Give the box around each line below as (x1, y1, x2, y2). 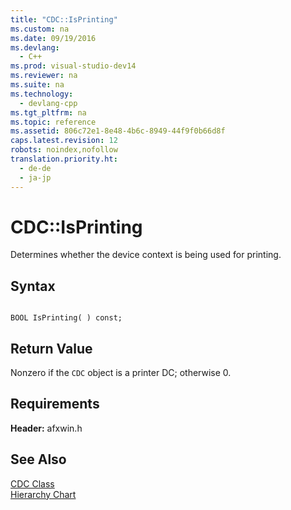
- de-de (19, 163, 52, 173)
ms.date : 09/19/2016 (10, 33, 97, 43)
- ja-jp (19, 172, 52, 183)
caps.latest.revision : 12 (10, 136, 118, 146)
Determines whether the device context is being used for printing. (10, 249, 282, 261)
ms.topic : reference (10, 117, 97, 127)
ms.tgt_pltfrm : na (10, 107, 87, 118)
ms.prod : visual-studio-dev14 (10, 61, 137, 71)
